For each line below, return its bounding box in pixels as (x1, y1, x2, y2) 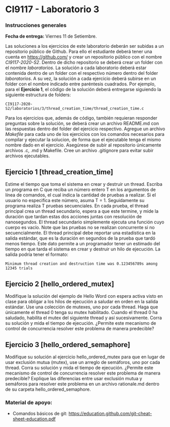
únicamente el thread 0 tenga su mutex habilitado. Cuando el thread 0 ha (5, 309, 158, 316)
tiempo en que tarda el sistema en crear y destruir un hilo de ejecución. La (5, 246, 161, 252)
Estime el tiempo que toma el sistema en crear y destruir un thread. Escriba (5, 181, 162, 187)
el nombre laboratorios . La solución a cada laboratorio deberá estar (5, 65, 147, 71)
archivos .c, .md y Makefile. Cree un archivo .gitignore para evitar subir (5, 148, 154, 154)
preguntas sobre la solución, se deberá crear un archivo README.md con (5, 121, 159, 127)
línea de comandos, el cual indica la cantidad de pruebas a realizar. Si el (5, 192, 156, 198)
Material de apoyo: (5, 398, 52, 406)
